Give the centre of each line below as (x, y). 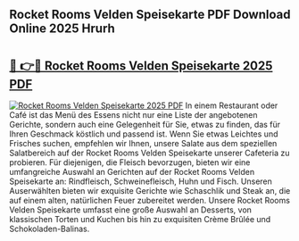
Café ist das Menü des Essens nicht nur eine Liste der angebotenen (133, 115)
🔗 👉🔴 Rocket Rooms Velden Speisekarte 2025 (141, 66)
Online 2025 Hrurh (62, 29)
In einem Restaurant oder (232, 105)
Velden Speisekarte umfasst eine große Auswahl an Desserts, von (131, 210)
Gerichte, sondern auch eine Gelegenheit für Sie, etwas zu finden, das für (145, 125)
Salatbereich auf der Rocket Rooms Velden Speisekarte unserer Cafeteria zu (149, 153)
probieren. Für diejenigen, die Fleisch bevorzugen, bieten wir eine (130, 162)
